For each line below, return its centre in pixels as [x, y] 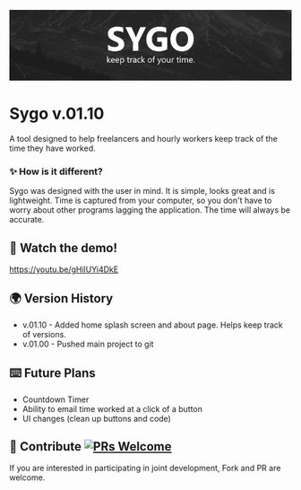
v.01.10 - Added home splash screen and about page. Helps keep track [153, 325]
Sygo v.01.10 [57, 114]
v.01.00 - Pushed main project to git [88, 344]
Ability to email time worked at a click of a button [112, 408]
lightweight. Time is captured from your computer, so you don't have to [141, 201]
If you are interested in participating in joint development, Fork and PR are [145, 468]
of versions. [44, 334]
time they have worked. [52, 148]
